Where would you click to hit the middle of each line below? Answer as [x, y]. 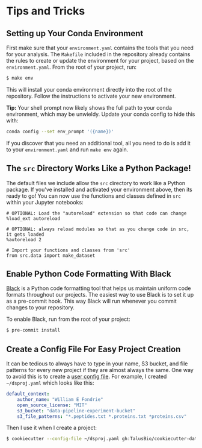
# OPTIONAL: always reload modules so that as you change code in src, [98, 229]
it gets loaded [25, 234]
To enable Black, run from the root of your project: [68, 319]
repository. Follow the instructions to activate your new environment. [91, 96]
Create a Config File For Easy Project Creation [93, 349]
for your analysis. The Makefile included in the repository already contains [98, 54]
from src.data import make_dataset [51, 255]
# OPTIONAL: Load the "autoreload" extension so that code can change [96, 213]
